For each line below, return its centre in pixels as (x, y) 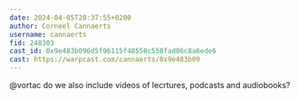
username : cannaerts (48, 34)
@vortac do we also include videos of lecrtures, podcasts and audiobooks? (150, 85)
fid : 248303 (32, 43)
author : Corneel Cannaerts (60, 26)
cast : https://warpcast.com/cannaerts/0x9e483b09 (105, 59)
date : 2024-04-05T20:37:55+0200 (70, 18)
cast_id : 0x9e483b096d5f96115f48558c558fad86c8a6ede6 (113, 51)
